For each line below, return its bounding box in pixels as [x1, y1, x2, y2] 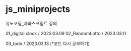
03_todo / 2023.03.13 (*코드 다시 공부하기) [5, 41, 90, 47]
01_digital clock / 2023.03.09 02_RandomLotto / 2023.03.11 [5, 30, 126, 36]
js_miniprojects [5, 3, 70, 15]
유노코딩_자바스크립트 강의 [5, 20, 57, 26]
